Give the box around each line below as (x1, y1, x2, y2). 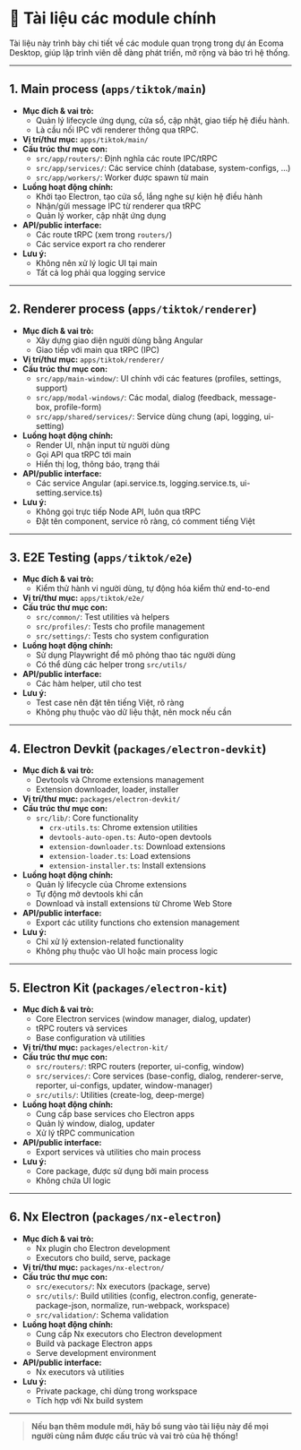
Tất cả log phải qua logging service (35, 267, 166, 278)
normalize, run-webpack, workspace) (90, 1300, 230, 1310)
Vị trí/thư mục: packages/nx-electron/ (21, 1262, 165, 1273)
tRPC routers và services (35, 1023, 128, 1034)
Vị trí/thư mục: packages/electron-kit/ (21, 1042, 168, 1052)
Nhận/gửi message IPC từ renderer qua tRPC (35, 201, 202, 211)
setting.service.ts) (35, 487, 103, 498)
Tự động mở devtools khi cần (35, 888, 143, 899)
